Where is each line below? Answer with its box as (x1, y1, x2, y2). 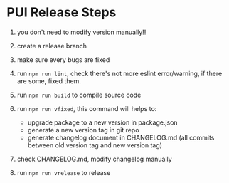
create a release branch (16, 41, 87, 50)
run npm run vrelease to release (16, 168, 111, 177)
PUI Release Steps (6, 4, 117, 21)
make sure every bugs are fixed (16, 55, 110, 64)
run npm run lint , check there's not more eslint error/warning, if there (16, 69, 223, 78)
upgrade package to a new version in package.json (27, 118, 179, 127)
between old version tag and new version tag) (27, 140, 163, 150)
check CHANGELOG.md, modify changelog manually (16, 155, 172, 163)
